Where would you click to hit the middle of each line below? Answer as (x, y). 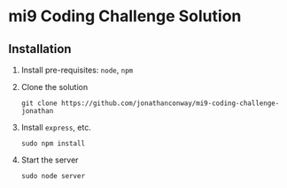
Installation (40, 49)
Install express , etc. (56, 127)
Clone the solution (54, 87)
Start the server (50, 160)
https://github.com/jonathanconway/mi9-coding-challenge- (170, 103)
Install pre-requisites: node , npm (77, 70)
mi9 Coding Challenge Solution (125, 16)
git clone (39, 103)
